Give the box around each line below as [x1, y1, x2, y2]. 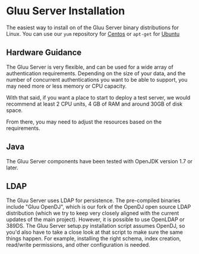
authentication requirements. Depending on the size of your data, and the [6, 70, 186, 77]
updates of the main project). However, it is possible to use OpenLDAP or [6, 216, 185, 223]
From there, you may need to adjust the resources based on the [6, 118, 162, 125]
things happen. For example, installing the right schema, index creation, [6, 235, 181, 242]
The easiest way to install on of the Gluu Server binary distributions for [6, 24, 179, 31]
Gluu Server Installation [6, 4, 125, 18]
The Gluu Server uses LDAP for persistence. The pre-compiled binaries [6, 197, 181, 204]
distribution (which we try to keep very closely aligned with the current [6, 210, 179, 217]
